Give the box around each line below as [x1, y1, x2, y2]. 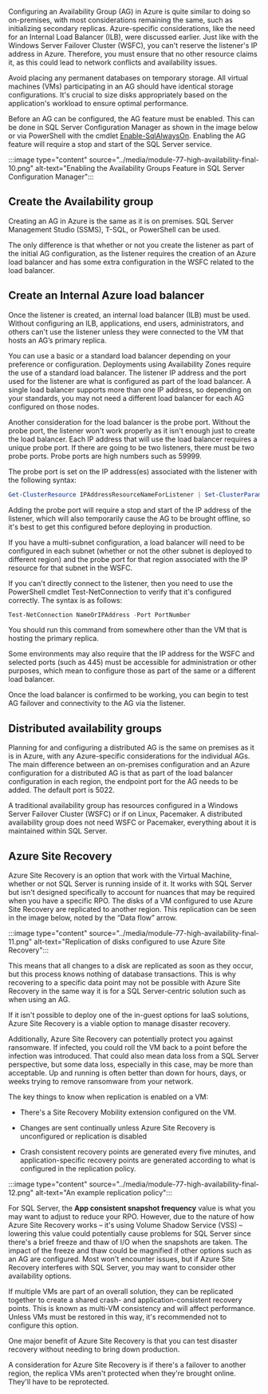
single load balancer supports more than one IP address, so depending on [8, 385, 252, 394]
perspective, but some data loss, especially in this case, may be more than [8, 1059, 254, 1069]
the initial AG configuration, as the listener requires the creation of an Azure [8, 248, 257, 258]
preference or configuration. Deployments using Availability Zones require [8, 359, 251, 369]
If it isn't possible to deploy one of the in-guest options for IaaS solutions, [8, 1010, 250, 1020]
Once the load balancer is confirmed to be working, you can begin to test [8, 690, 249, 699]
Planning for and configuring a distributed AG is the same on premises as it [8, 743, 255, 753]
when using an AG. [8, 995, 70, 1004]
